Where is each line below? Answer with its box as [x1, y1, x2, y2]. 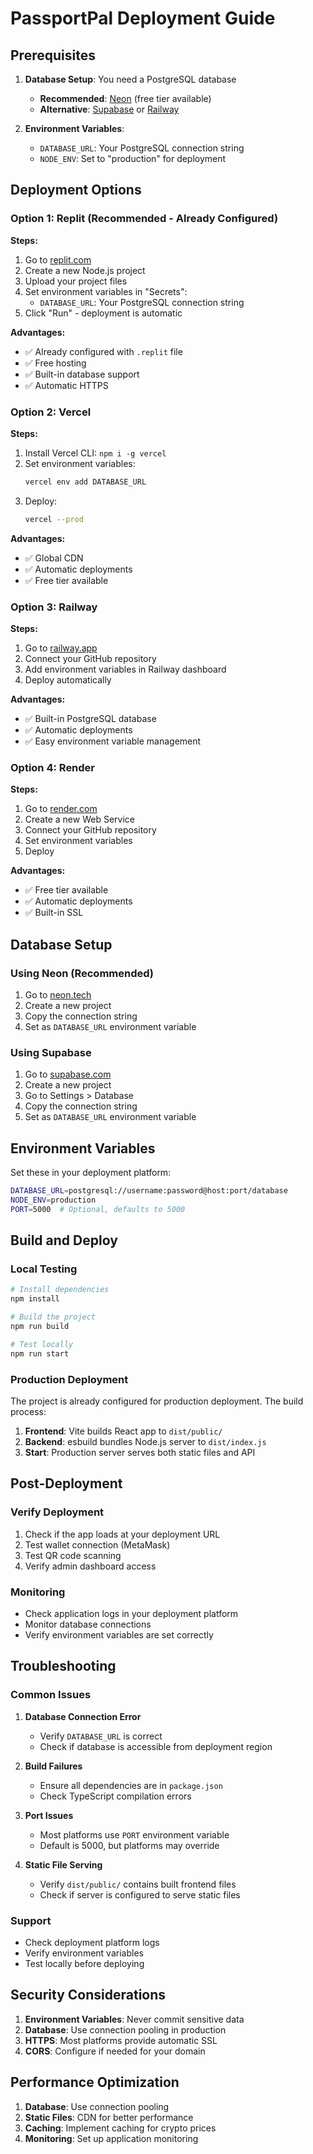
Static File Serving [24, 1858, 103, 1871]
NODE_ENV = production [10, 1195, 97, 1205]
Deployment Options [10, 182, 142, 199]
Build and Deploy [10, 1232, 118, 1249]
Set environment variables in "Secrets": [24, 285, 188, 297]
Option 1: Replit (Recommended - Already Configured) [10, 212, 279, 226]
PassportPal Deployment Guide [10, 7, 276, 30]
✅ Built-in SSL [24, 907, 84, 919]
